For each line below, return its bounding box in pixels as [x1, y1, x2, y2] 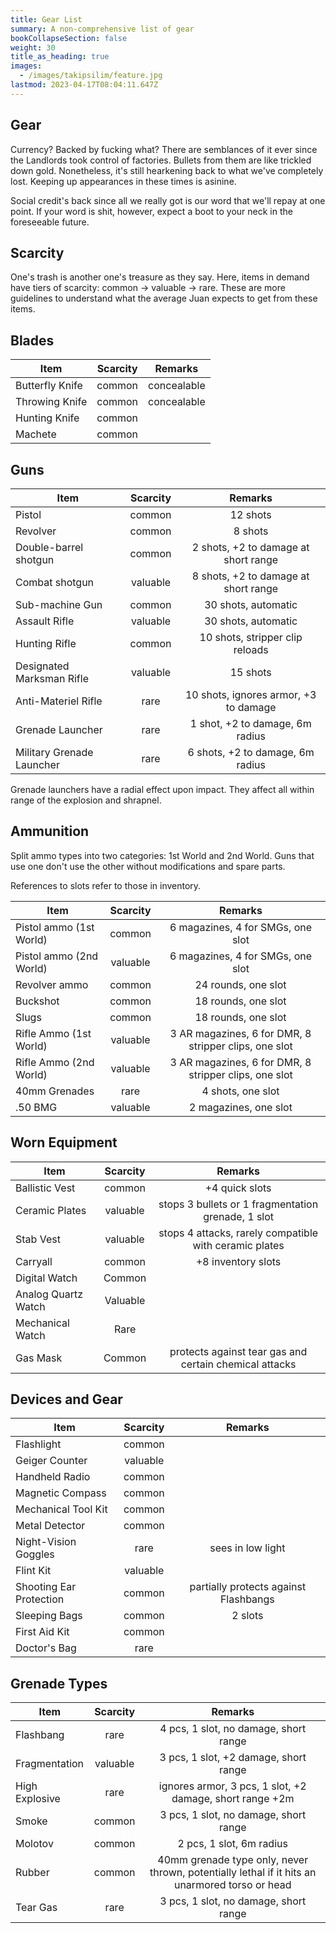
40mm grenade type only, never [157, 1853, 309, 1867]
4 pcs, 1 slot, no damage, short [159, 1722, 307, 1736]
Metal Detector [15, 1519, 86, 1533]
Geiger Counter [15, 1454, 88, 1468]
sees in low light [209, 1541, 286, 1555]
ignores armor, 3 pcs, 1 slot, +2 [158, 1779, 307, 1793]
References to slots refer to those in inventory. [10, 879, 202, 891]
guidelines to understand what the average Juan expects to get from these [10, 292, 318, 305]
